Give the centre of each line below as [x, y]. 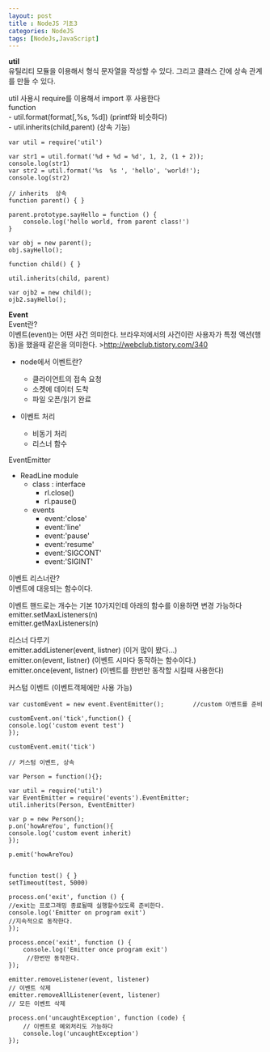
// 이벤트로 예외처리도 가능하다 [68, 1027]
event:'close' [65, 519]
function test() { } [43, 876]
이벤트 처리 [38, 417]
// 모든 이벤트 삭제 [37, 1004]
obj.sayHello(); [36, 250]
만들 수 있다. [36, 81]
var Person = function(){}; [56, 777]
